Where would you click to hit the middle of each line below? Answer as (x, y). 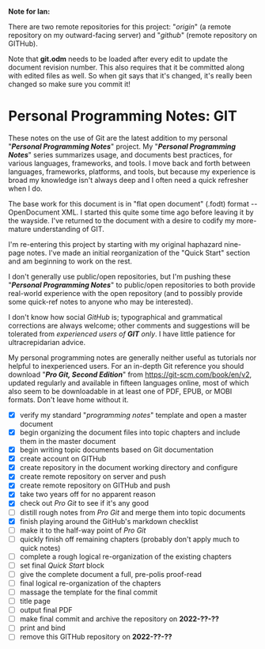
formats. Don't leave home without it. (68, 400)
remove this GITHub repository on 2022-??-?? (96, 637)
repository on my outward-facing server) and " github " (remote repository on (133, 35)
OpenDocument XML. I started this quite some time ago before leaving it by (131, 212)
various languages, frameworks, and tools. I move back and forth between (129, 163)
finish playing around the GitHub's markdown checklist (109, 521)
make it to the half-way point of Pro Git (83, 530)
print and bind (42, 628)
